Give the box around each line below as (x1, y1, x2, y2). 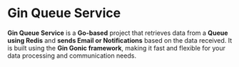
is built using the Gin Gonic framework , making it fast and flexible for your (7, 43, 226, 52)
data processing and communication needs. (7, 51, 137, 60)
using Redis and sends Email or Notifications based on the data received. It (7, 36, 233, 44)
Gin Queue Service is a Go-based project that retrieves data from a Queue (7, 29, 228, 37)
